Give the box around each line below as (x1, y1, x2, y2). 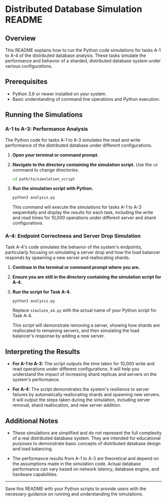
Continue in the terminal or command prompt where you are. (12, 264, 140, 270)
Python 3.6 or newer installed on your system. (12, 91, 107, 97)
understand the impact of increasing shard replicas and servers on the (12, 371, 157, 377)
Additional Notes (5, 417, 59, 425)
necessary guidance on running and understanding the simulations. (5, 491, 144, 497)
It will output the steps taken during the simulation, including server (12, 397, 151, 403)
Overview (5, 34, 36, 42)
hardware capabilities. (12, 472, 58, 478)
